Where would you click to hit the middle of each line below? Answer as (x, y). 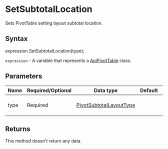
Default (149, 90)
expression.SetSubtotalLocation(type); (45, 50)
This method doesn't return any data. (43, 141)
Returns (18, 129)
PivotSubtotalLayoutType (106, 105)
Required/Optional (49, 90)
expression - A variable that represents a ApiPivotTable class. (68, 60)
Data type (106, 90)
